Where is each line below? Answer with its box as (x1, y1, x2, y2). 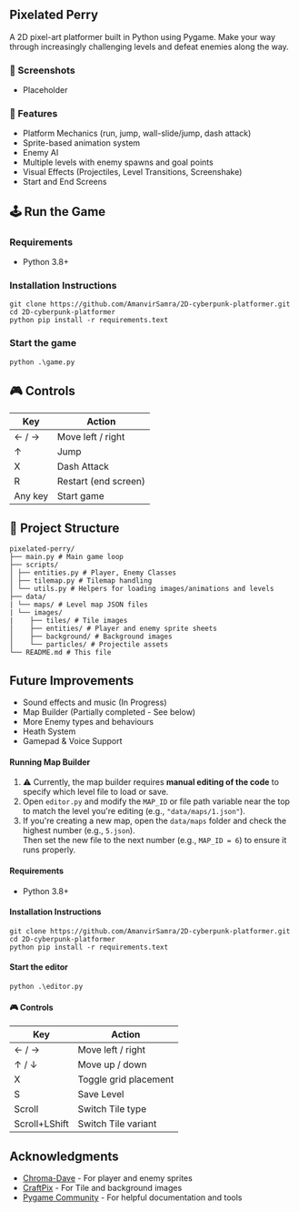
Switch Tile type (77, 1103, 147, 1115)
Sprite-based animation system (22, 137, 141, 148)
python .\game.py (9, 357, 75, 367)
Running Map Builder (9, 756, 91, 768)
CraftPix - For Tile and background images (22, 1182, 183, 1193)
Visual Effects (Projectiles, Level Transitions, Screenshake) (22, 167, 243, 178)
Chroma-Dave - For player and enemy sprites (22, 1172, 193, 1183)
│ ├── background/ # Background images (9, 632, 173, 641)
